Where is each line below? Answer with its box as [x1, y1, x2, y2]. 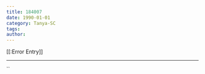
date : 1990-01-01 [6, 15, 51, 21]
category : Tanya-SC [6, 20, 56, 26]
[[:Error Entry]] [6, 48, 43, 55]
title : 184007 [6, 8, 43, 15]
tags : [6, 25, 20, 32]
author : [6, 32, 26, 38]
